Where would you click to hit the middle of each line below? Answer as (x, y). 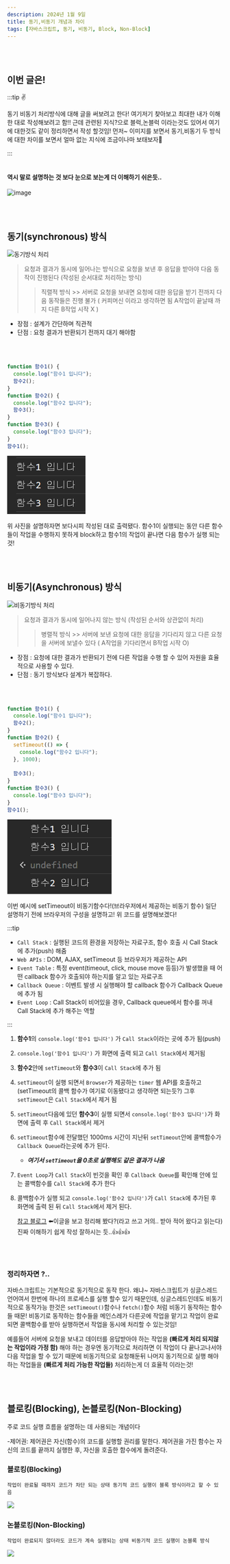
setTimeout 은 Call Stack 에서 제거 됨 (67, 1099)
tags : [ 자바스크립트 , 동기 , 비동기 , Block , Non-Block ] (79, 29)
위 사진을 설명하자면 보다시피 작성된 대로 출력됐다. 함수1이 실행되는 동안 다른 (109, 526)
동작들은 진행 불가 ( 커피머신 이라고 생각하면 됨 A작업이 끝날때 (131, 301)
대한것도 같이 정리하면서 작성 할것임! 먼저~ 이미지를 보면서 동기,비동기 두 (111, 131)
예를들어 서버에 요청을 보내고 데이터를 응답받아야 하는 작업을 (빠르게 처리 (104, 1339)
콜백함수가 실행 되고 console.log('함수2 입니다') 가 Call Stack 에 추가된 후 (117, 1198)
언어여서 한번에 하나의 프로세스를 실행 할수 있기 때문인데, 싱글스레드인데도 (106, 1298)
